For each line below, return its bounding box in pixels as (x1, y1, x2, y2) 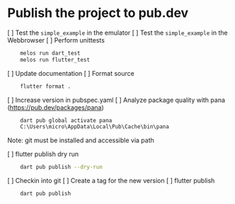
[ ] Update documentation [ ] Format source (7, 69, 134, 77)
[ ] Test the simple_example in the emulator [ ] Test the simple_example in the (7, 28, 228, 37)
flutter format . (20, 83, 71, 90)
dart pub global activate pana (20, 117, 113, 124)
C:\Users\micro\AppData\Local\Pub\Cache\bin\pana (20, 123, 170, 130)
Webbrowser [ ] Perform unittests (7, 35, 105, 44)
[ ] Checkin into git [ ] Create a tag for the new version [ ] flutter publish (7, 176, 215, 185)
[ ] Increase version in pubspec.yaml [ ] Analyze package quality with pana (7, 96, 225, 104)
